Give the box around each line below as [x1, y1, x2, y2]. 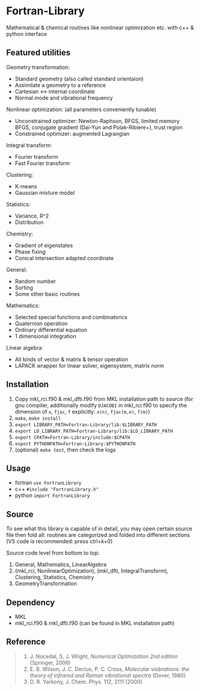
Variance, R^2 [14, 212, 49, 219]
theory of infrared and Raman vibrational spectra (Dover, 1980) [29, 671, 186, 679]
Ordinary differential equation [14, 326, 88, 333]
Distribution [14, 218, 44, 225]
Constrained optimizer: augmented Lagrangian [14, 130, 130, 137]
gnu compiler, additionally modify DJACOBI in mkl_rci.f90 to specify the [14, 402, 187, 409]
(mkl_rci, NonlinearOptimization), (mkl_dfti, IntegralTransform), [14, 567, 169, 574]
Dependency [6, 597, 55, 607]
